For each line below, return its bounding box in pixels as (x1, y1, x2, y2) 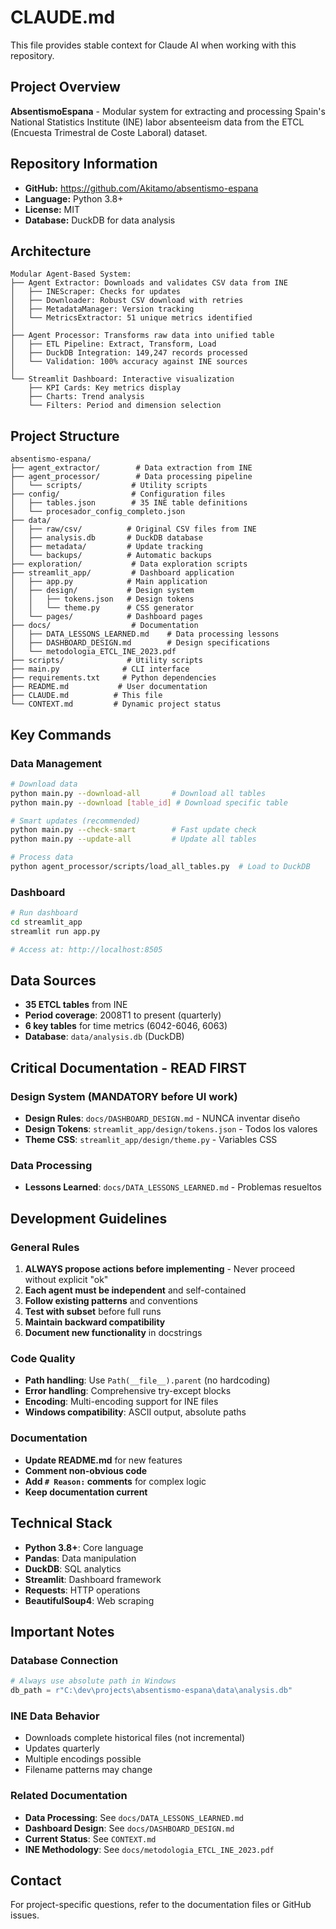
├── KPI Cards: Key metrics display (28, 383, 182, 393)
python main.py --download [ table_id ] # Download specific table (10, 797, 288, 808)
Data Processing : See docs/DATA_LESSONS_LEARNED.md (24, 1811, 244, 1823)
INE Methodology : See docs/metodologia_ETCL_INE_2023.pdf (24, 1843, 275, 1855)
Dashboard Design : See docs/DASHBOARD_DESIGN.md (24, 1822, 235, 1834)
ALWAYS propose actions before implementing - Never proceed (24, 1263, 296, 1275)
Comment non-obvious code (24, 1464, 148, 1476)
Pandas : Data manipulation (24, 1552, 137, 1564)
